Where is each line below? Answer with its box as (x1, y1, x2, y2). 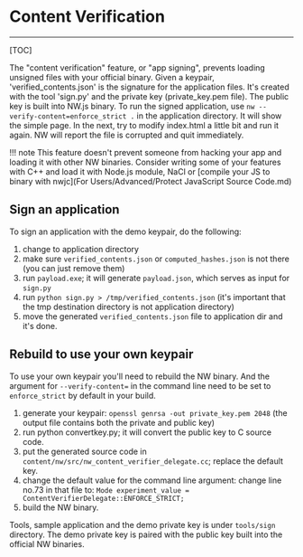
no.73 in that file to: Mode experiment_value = (22, 484, 189, 495)
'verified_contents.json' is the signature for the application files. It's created (9, 81, 290, 92)
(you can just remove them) (22, 262, 125, 273)
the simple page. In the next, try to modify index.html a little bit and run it (9, 119, 280, 130)
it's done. (22, 320, 58, 331)
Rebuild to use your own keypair (9, 346, 194, 363)
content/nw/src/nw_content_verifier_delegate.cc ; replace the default (22, 455, 284, 467)
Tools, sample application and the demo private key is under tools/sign (9, 519, 276, 530)
